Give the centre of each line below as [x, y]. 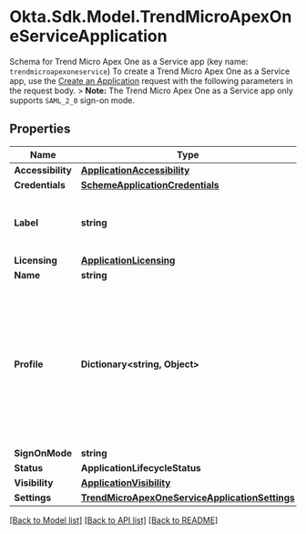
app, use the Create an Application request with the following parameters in [151, 80]
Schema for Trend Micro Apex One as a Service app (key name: [129, 61]
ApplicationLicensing [128, 260]
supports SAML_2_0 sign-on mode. [72, 100]
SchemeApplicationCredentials [150, 184]
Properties [40, 129]
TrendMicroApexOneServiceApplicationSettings [188, 497]
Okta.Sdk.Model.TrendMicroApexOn [151, 17]
